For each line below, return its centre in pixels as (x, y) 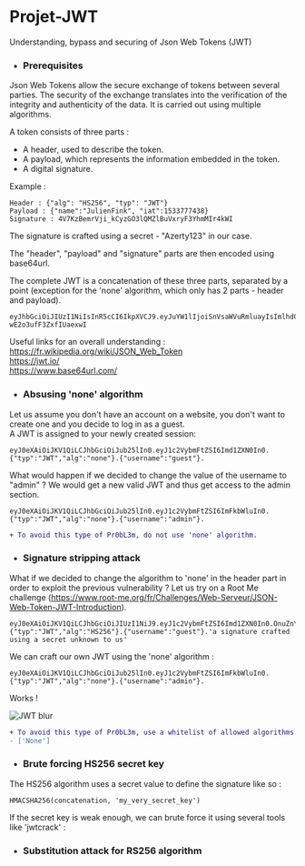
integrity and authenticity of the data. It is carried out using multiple (135, 105)
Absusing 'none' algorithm (83, 395)
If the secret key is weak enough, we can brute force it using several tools (148, 817)
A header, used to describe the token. (93, 150)
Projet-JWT (54, 17)
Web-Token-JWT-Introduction (65, 607)
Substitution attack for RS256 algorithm (112, 851)
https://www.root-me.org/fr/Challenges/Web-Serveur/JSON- (165, 597)
